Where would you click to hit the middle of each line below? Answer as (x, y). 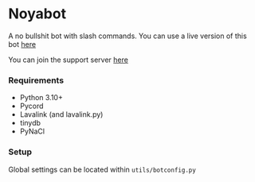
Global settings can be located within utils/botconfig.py (102, 169)
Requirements (36, 80)
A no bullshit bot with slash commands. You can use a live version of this (127, 36)
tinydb (30, 123)
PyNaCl (32, 131)
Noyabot (37, 14)
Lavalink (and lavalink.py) (61, 114)
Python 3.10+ (41, 98)
